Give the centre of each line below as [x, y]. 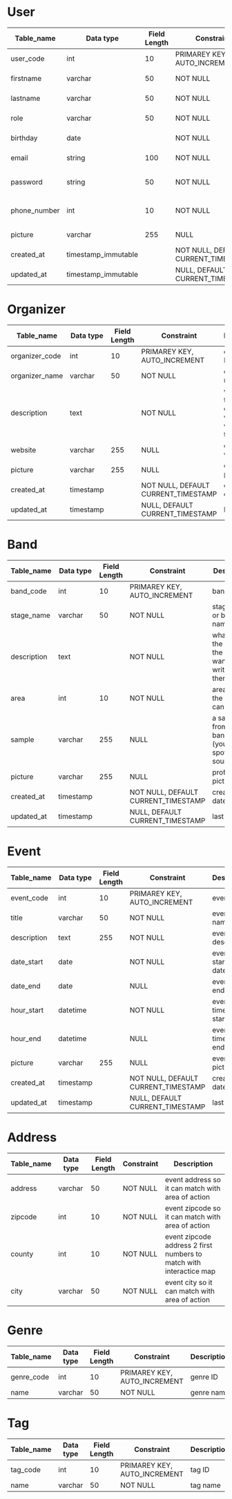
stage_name [30, 615]
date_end [26, 986]
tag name [205, 1485]
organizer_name [37, 376]
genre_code [30, 1377]
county [22, 1254]
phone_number [35, 210]
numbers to [183, 1254]
